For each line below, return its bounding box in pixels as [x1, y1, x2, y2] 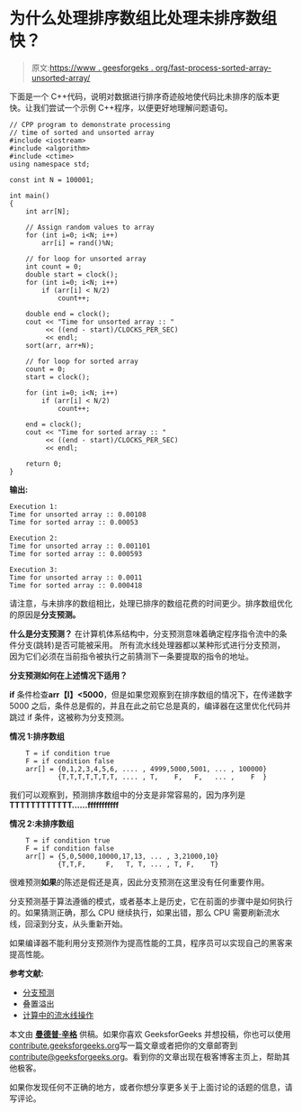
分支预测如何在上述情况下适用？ [9, 670, 128, 680]
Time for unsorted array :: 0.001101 [9, 542, 151, 551]
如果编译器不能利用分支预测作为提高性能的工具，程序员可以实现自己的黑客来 [9, 937, 293, 948]
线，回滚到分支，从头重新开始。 [9, 918, 128, 929]
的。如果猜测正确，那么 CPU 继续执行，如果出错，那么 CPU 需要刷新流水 [9, 907, 280, 917]
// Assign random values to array [25, 223, 155, 232]
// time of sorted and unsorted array [9, 128, 155, 137]
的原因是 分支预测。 [9, 609, 81, 620]
